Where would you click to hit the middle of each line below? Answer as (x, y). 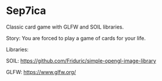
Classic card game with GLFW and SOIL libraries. (65, 27)
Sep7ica (26, 11)
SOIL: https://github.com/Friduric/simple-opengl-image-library (81, 61)
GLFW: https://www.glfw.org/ (41, 72)
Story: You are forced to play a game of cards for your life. (76, 38)
